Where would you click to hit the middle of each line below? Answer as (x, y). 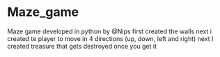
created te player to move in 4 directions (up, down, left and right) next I (110, 38)
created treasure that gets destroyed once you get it (82, 46)
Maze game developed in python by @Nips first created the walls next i (110, 31)
